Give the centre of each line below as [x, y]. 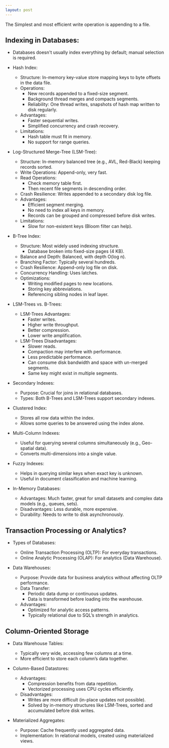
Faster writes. [42, 319]
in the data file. [36, 83]
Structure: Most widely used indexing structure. [70, 246]
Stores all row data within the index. [57, 418]
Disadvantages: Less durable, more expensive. [69, 509]
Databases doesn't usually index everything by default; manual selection [88, 52]
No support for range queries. [59, 142]
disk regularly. [42, 110]
